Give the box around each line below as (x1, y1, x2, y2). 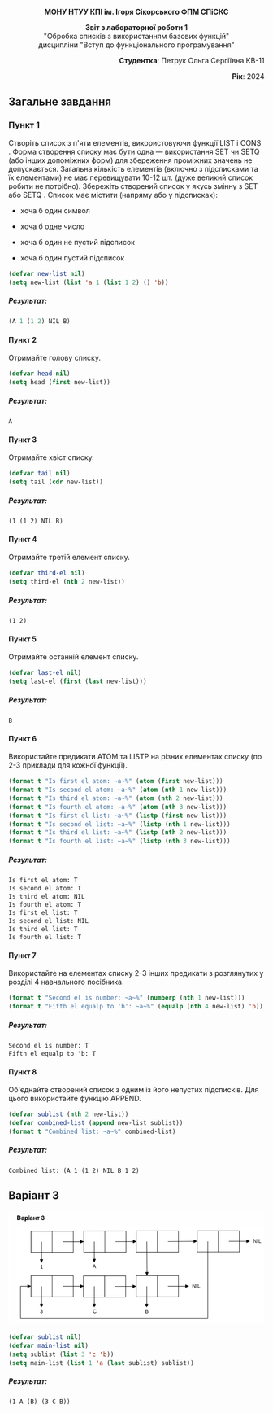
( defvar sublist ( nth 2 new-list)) (8, 1110, 129, 1118)
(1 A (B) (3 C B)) (8, 1398, 71, 1406)
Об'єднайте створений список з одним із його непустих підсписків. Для (8, 1085, 259, 1095)
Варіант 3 (8, 1188, 59, 1203)
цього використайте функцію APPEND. (8, 1094, 142, 1104)
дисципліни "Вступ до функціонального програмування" (38, 40, 235, 50)
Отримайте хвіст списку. (8, 453, 95, 462)
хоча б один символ (19, 205, 91, 215)
